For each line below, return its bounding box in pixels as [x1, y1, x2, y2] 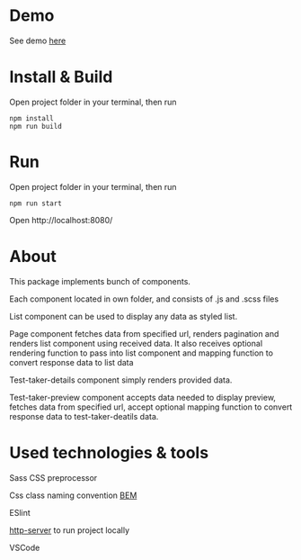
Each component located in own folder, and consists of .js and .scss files [9, 294, 279, 304]
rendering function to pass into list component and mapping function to [9, 348, 274, 358]
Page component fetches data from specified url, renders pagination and [9, 328, 279, 339]
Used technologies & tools [9, 442, 209, 463]
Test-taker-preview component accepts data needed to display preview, [9, 392, 277, 402]
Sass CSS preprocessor [9, 472, 98, 483]
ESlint [9, 507, 31, 518]
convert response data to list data [9, 357, 134, 367]
